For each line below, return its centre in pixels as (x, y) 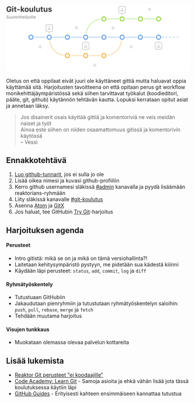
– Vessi (29, 142)
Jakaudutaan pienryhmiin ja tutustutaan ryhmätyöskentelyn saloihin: (97, 303)
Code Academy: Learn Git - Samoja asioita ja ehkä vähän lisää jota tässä (101, 381)
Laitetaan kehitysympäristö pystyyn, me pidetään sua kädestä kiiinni (97, 265)
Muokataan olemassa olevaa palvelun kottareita (72, 343)
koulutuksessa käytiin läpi (46, 387)
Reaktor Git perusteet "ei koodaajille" (59, 375)
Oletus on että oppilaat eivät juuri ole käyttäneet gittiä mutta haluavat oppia (96, 80)
